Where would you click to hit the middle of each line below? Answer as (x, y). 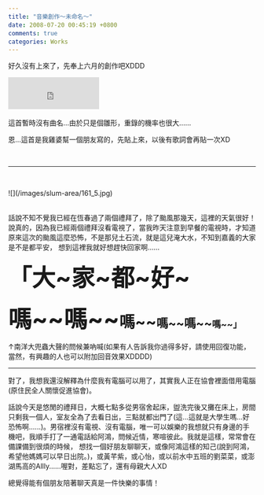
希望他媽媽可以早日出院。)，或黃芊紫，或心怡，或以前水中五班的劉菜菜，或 (128, 456)
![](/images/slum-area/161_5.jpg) (60, 194)
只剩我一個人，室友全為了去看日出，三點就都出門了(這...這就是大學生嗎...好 (129, 417)
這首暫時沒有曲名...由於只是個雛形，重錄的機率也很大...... (100, 123)
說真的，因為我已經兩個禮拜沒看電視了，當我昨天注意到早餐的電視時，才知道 (132, 227)
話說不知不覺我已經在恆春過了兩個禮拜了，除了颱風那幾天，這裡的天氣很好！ (132, 218)
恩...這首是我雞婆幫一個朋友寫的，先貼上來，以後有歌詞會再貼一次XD (119, 140)
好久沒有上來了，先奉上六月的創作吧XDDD (77, 66)
